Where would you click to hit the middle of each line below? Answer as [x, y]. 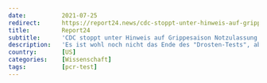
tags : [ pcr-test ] [53, 67]
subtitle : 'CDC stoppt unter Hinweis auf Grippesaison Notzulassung [133, 38]
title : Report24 [49, 30]
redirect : [25, 23]
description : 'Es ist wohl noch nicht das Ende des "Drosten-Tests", [129, 45]
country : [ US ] [43, 52]
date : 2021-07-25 [53, 15]
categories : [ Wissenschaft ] [60, 60]
